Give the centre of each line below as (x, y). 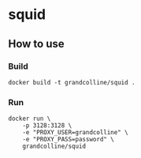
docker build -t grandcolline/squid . (72, 82)
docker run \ (30, 119)
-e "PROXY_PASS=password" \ (68, 140)
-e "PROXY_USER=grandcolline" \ (75, 133)
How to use (36, 44)
